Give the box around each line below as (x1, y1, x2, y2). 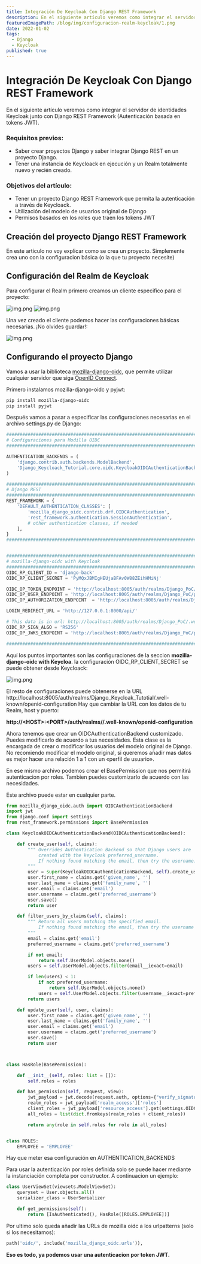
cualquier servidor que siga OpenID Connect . (6, 374, 118, 381)
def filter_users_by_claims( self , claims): (17, 913, 127, 920)
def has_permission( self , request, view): (17, 1088, 124, 1095)
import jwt (6, 808, 33, 815)
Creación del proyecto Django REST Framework (6, 231, 187, 241)
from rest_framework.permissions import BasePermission (6, 820, 148, 825)
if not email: (28, 952, 63, 958)
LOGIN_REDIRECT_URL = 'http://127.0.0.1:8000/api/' (6, 608, 138, 614)
